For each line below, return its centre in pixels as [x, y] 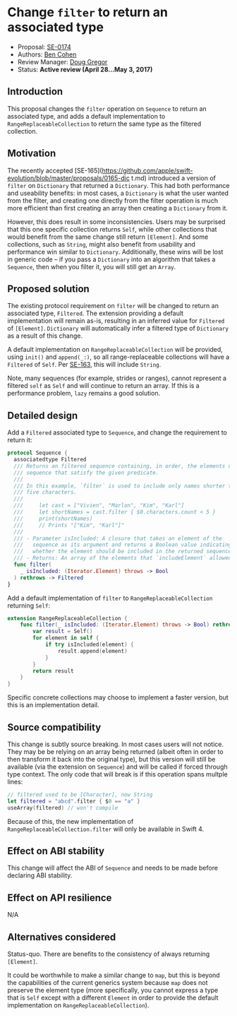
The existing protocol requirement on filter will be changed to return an [113, 306]
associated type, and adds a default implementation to [86, 116]
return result [53, 671]
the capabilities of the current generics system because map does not [108, 983]
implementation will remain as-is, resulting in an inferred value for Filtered [116, 321]
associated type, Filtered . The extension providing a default [96, 313]
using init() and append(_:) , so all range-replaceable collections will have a [119, 357]
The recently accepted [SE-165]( [55, 170]
